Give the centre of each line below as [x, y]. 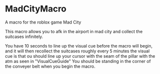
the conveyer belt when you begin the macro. [50, 66]
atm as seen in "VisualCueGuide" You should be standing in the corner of [78, 61]
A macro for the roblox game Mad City [43, 22]
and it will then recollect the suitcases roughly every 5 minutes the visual [77, 51]
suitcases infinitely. [24, 37]
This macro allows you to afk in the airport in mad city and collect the [74, 31]
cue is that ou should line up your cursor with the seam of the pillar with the [80, 56]
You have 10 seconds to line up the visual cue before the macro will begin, [79, 46]
